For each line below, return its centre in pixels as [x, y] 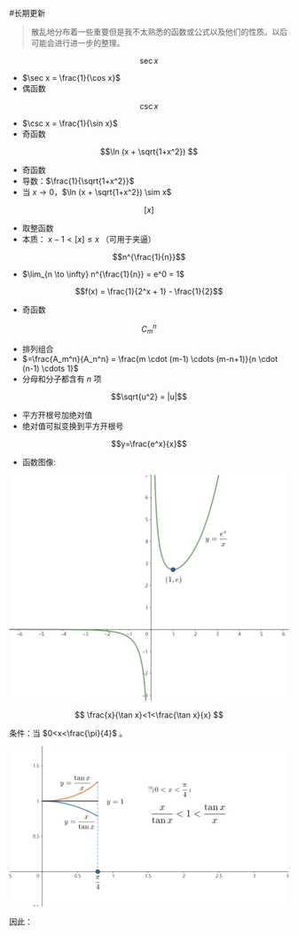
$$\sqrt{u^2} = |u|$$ [149, 397]
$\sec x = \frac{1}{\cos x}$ [71, 78]
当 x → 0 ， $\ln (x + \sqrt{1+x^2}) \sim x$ [97, 192]
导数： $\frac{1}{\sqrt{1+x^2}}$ [78, 181]
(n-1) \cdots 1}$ [50, 369]
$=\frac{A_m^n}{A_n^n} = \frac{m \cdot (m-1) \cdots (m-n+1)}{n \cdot [150, 359]
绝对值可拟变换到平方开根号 [73, 426]
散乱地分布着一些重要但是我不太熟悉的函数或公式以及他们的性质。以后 [159, 32]
